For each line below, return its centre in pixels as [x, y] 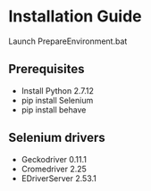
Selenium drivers [57, 138]
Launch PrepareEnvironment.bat [68, 41]
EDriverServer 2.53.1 [59, 178]
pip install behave [54, 110]
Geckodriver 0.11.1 [54, 159]
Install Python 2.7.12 [58, 90]
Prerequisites [46, 69]
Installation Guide [75, 17]
